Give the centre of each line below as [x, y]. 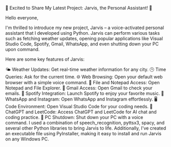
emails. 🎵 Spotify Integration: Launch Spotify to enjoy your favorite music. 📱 [85, 93]
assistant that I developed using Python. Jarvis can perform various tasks [82, 33]
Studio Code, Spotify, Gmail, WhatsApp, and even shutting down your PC [82, 44]
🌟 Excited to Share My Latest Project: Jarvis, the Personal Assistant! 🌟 [79, 8]
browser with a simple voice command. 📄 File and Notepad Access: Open [82, 82]
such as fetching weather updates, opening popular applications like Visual [84, 39]
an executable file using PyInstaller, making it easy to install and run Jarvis [83, 133]
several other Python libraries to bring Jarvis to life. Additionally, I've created [86, 128]
